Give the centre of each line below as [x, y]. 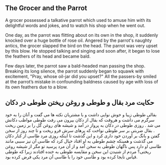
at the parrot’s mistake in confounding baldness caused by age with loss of [82, 82]
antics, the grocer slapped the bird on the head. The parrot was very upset [81, 45]
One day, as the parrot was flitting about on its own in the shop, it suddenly [82, 35]
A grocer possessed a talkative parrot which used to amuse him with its [78, 20]
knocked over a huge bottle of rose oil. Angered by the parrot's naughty [79, 40]
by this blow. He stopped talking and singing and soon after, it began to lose [83, 51]
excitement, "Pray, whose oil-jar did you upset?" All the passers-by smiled [81, 76]
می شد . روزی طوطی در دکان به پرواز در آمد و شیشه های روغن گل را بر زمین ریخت [83, 125]
